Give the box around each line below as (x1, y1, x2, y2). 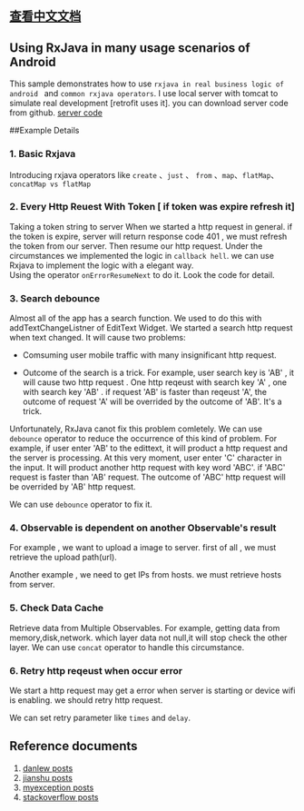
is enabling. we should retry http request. (9, 694, 163, 706)
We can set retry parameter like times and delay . (9, 712, 191, 723)
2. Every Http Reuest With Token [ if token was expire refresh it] (9, 201, 295, 213)
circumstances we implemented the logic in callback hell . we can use (9, 250, 275, 261)
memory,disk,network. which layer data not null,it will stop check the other (9, 632, 288, 643)
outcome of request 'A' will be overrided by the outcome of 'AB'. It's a (22, 396, 283, 407)
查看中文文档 (9, 8, 82, 25)
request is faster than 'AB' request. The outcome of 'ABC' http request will (9, 471, 286, 483)
